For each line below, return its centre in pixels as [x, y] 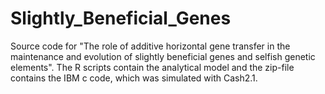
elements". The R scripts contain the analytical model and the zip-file [152, 67]
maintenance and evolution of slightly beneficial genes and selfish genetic [163, 56]
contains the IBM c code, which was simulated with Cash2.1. [134, 78]
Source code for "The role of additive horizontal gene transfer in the [150, 46]
